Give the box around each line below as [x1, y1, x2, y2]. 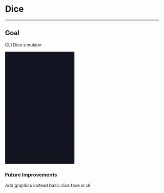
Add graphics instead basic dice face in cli [5, 182, 90, 189]
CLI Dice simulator [5, 42, 42, 47]
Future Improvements [5, 171, 58, 178]
